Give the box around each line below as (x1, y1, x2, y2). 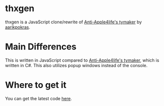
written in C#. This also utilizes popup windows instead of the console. (5, 62, 148, 68)
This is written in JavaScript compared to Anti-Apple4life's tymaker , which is (5, 57, 160, 63)
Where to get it (5, 80, 67, 90)
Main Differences (5, 41, 77, 53)
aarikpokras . (5, 24, 30, 30)
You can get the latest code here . (5, 95, 72, 101)
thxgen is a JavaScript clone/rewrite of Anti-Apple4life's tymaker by (5, 19, 142, 25)
